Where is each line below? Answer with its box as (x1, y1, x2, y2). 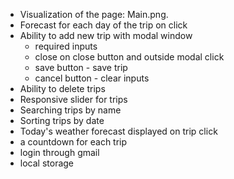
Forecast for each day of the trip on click (19, 19, 188, 31)
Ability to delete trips (19, 83, 106, 94)
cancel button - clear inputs (34, 72, 150, 84)
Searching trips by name (19, 104, 122, 116)
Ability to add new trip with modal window (19, 30, 193, 41)
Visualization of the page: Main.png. (19, 9, 169, 20)
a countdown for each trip (19, 136, 128, 148)
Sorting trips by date (19, 115, 105, 126)
